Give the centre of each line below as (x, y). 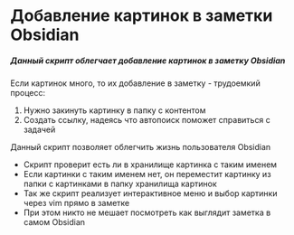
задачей (39, 130)
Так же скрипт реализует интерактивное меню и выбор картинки (150, 193)
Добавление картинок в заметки (142, 16)
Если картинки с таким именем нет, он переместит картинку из (147, 174)
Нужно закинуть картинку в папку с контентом (114, 110)
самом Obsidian (54, 222)
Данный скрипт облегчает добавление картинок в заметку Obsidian (148, 61)
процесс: (28, 93)
